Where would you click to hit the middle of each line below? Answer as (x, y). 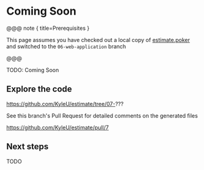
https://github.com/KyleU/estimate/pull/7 (57, 127)
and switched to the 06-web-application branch (66, 46)
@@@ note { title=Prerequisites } (48, 28)
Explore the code (39, 89)
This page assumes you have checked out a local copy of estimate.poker (98, 40)
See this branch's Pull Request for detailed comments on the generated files (102, 115)
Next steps (27, 147)
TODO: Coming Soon (33, 70)
